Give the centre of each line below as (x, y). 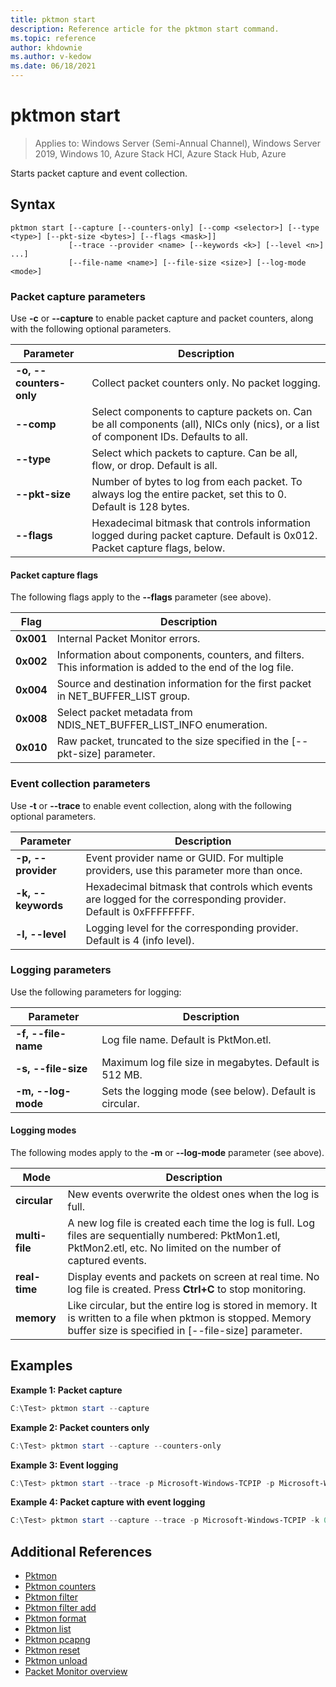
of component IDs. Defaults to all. (169, 437)
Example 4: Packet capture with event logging (108, 1502)
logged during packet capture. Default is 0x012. (204, 536)
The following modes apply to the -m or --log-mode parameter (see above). (167, 1153)
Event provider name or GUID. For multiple (184, 858)
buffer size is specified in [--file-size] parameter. (185, 1331)
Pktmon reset (52, 1650)
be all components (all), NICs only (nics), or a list (205, 424)
